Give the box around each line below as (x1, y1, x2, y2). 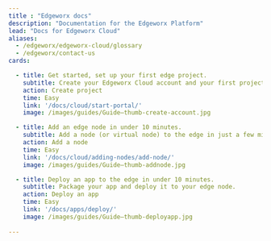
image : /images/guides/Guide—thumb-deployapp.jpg (23, 213, 194, 221)
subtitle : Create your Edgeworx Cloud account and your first (23, 78, 236, 87)
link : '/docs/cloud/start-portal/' (23, 102, 143, 110)
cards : (8, 57, 31, 65)
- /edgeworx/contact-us (15, 49, 95, 57)
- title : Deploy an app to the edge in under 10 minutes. (15, 175, 215, 184)
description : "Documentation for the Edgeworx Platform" (8, 19, 204, 27)
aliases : (8, 34, 38, 43)
